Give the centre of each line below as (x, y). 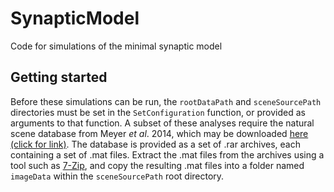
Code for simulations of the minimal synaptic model (116, 46)
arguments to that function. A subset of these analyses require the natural (162, 123)
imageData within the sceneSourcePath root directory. (117, 176)
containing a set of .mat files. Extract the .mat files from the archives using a (167, 154)
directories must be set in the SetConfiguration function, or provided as (158, 112)
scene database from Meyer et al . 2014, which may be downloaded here (159, 133)
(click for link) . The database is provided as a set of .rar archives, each (155, 144)
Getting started (59, 77)
